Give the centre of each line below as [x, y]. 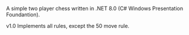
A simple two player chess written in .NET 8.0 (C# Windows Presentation [94, 8]
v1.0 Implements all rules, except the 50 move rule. [68, 26]
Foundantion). [23, 15]
